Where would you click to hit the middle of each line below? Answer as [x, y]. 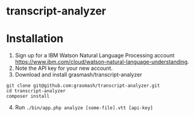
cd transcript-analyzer [36, 91]
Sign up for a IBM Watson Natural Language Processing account [94, 55]
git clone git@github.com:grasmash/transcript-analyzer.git [83, 86]
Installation [35, 39]
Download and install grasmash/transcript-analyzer [79, 75]
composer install [28, 96]
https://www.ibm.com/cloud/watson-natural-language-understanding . [102, 62]
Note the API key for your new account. [64, 68]
